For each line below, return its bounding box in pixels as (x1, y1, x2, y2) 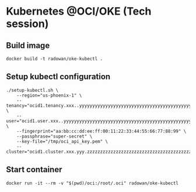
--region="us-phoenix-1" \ (16, 92, 82, 98)
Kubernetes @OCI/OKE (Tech (6, 5, 152, 18)
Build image (6, 40, 50, 50)
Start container (6, 164, 62, 174)
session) (6, 17, 49, 30)
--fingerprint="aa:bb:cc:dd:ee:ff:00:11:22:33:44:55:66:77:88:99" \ (16, 128, 187, 134)
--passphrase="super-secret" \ (16, 133, 93, 139)
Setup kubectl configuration (6, 72, 111, 82)
